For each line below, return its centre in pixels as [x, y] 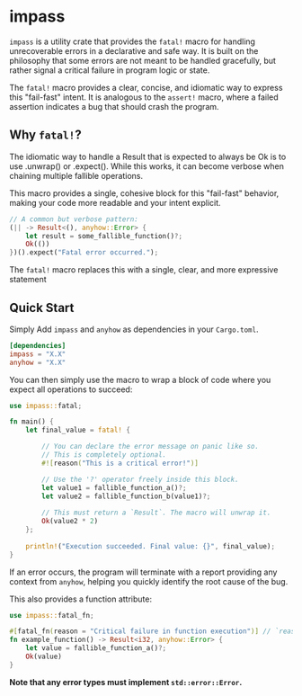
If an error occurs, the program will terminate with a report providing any [143, 572]
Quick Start [42, 308]
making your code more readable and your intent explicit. [115, 202]
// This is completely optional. [104, 455]
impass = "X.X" [38, 354]
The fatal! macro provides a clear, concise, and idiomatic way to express [146, 87]
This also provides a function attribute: [81, 599]
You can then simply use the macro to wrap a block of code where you [140, 379]
